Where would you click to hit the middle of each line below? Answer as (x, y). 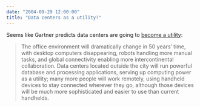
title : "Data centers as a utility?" (54, 18)
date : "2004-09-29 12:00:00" (43, 12)
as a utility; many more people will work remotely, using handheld (103, 79)
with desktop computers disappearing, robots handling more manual (106, 53)
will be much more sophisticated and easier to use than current (100, 91)
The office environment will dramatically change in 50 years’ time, (103, 47)
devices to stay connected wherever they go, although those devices (107, 85)
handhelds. (35, 98)
